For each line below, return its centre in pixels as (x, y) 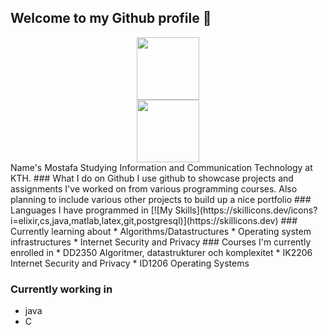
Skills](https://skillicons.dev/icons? (246, 210)
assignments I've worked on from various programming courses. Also (154, 188)
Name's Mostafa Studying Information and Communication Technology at (161, 167)
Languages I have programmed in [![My (91, 210)
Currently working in (61, 289)
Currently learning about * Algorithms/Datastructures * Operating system (161, 231)
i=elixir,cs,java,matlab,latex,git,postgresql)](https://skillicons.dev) (144, 220)
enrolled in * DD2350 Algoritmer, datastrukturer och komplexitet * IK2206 (161, 252)
